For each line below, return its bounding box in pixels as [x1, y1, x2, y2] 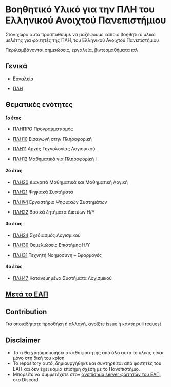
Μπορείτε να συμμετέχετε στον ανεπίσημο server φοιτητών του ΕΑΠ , [12, 371, 161, 377]
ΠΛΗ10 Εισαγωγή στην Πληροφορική [12, 136, 92, 142]
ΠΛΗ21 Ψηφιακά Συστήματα [12, 189, 73, 195]
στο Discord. [12, 376, 40, 383]
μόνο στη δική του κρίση [12, 355, 65, 361]
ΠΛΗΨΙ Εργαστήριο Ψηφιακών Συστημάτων [12, 199, 107, 205]
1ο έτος [5, 114, 22, 121]
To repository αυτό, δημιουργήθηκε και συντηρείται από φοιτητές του [12, 360, 162, 366]
